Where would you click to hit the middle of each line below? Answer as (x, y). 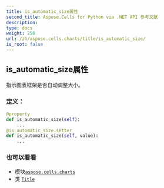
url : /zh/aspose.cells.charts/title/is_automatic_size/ (76, 39)
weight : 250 (21, 33)
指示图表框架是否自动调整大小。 (45, 85)
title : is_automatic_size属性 (42, 11)
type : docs (19, 28)
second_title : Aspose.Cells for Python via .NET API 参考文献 (82, 17)
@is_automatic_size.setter (39, 130)
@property (18, 114)
